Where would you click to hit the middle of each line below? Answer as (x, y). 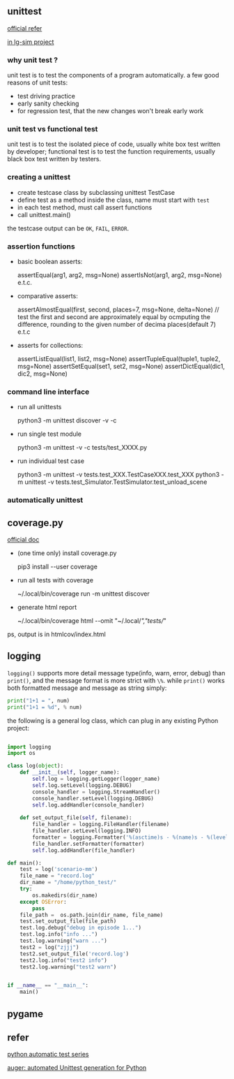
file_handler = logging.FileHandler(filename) (101, 824)
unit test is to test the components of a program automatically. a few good (113, 75)
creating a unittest (39, 177)
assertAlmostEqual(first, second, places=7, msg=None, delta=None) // (118, 309)
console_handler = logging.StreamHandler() (96, 792)
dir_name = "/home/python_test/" (68, 883)
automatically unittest (45, 500)
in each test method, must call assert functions (85, 207)
